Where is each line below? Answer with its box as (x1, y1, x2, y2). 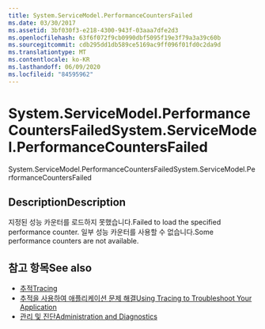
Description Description (8, 195, 127, 209)
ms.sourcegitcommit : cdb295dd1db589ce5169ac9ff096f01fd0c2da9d (8, 41, 221, 49)
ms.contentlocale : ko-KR (8, 56, 90, 64)
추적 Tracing (19, 284, 58, 293)
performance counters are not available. (8, 236, 139, 246)
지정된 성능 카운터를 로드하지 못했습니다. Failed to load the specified (8, 217, 221, 227)
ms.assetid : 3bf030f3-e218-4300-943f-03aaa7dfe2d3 (8, 26, 179, 34)
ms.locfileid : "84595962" (8, 70, 93, 78)
